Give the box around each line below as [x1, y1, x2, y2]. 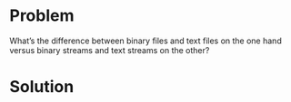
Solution [9, 77, 75, 97]
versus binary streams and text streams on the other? [9, 44, 210, 55]
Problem [9, 5, 75, 26]
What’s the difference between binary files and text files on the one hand [9, 35, 282, 46]
